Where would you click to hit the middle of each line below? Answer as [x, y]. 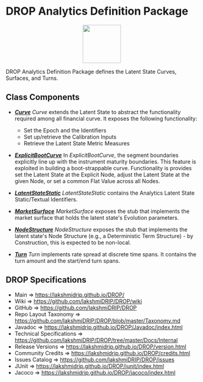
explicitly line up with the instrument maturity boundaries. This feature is [105, 161]
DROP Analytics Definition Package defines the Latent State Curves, [91, 71]
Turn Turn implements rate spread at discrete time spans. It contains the [105, 254]
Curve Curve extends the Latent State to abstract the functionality [98, 112]
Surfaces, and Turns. [32, 78]
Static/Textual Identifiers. [46, 199]
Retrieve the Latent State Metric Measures [77, 143]
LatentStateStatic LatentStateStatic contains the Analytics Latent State [105, 193]
